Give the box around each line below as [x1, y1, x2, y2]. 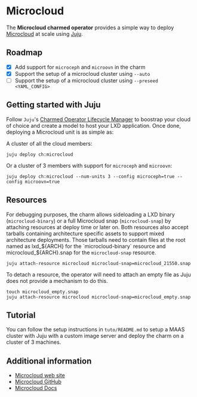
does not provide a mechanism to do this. [6, 277, 109, 284]
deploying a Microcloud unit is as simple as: [6, 128, 114, 136]
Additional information [6, 356, 92, 366]
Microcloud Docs [14, 384, 57, 392]
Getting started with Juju [6, 100, 101, 110]
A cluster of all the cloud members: [6, 140, 93, 147]
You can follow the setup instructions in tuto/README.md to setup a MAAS [6, 326, 185, 333]
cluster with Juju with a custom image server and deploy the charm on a [6, 333, 184, 340]
